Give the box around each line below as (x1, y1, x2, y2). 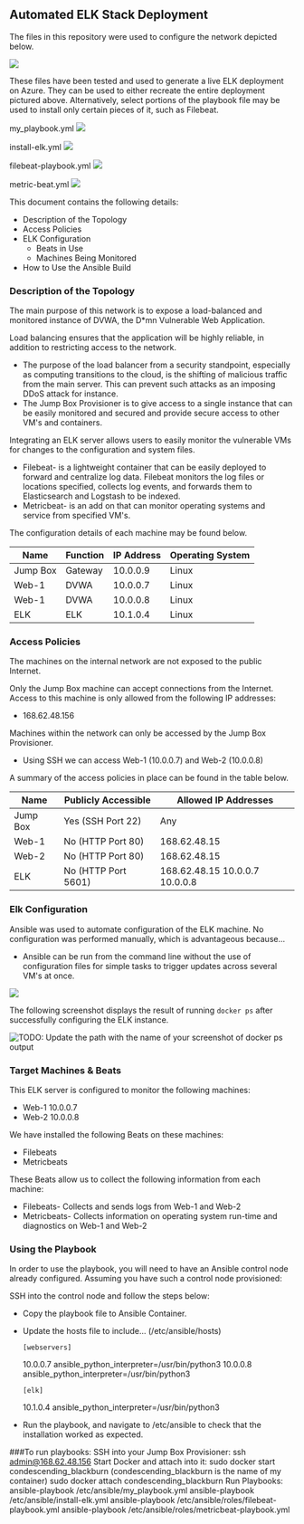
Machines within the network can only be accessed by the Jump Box (9, 728, 267, 738)
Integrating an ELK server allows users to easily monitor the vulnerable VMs (9, 434, 292, 446)
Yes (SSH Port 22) (62, 814, 142, 827)
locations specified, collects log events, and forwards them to (22, 481, 252, 492)
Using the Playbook (9, 1243, 97, 1255)
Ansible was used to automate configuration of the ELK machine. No (9, 923, 264, 935)
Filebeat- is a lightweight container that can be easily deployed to (22, 462, 267, 473)
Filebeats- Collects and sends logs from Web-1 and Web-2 (22, 1201, 242, 1212)
